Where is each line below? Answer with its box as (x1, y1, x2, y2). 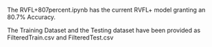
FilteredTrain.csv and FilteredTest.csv (7, 33, 114, 42)
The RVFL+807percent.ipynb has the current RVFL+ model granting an (7, 6, 206, 14)
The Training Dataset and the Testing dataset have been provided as (7, 27, 201, 34)
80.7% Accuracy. (7, 13, 56, 21)
